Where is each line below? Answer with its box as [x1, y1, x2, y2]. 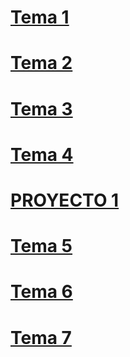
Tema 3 [10, 97, 73, 120]
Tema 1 [10, 6, 70, 29]
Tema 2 [10, 52, 73, 75]
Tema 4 [10, 143, 74, 166]
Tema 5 [10, 235, 73, 258]
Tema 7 [10, 326, 72, 349]
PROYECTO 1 [10, 189, 120, 211]
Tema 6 [10, 281, 73, 303]
